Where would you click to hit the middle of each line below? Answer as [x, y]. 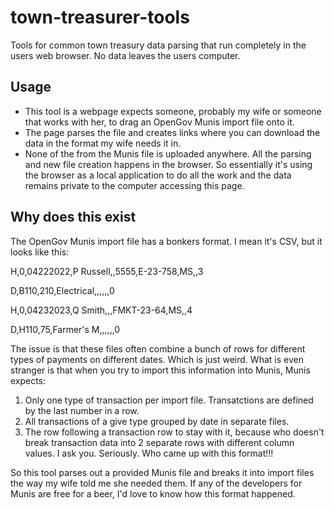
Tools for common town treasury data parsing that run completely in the [158, 45]
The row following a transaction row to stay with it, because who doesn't [174, 432]
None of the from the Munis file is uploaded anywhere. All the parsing [168, 153]
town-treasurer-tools [100, 17]
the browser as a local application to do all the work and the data [158, 175]
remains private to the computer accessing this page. [134, 185]
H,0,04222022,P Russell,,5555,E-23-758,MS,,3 [107, 271]
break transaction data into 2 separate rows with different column [159, 442]
